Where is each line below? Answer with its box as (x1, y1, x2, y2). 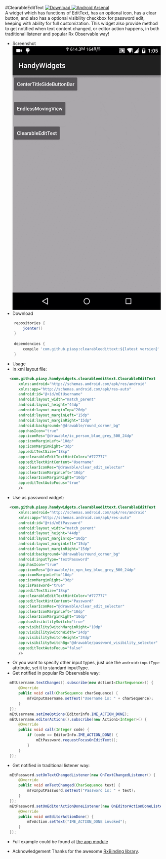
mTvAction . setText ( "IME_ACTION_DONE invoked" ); (27, 819, 127, 824)
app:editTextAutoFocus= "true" (18, 480, 81, 485)
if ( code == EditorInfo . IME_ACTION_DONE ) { (27, 732, 119, 737)
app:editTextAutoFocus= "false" (18, 645, 83, 650)
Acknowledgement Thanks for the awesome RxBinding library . (12, 848, 139, 855)
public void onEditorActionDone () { (18, 814, 94, 819)
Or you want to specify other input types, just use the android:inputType (12, 660, 160, 666)
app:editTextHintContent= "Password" (18, 599, 94, 603)
